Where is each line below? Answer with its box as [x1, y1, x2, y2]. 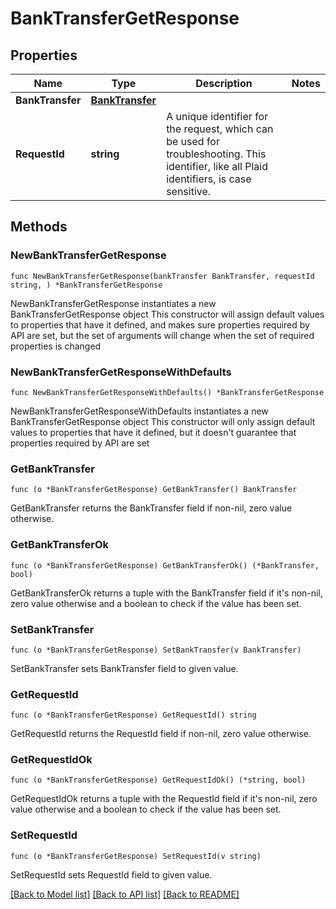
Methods [10, 218, 68, 236]
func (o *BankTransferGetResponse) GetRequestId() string [10, 710, 257, 721]
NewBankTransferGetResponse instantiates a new [10, 297, 217, 309]
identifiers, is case [166, 172, 252, 186]
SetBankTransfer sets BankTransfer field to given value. [10, 662, 239, 674]
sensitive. [166, 185, 212, 198]
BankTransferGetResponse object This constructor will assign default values [10, 308, 325, 320]
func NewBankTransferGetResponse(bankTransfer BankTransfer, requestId [10, 271, 315, 281]
